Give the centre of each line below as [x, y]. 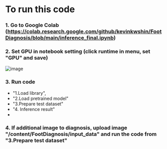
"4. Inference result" [34, 109]
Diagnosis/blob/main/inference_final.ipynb [60, 38]
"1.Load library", [29, 93]
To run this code [40, 9]
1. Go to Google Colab [32, 25]
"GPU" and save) [27, 58]
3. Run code [20, 82]
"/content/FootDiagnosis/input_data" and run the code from [81, 134]
